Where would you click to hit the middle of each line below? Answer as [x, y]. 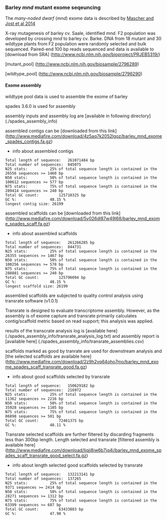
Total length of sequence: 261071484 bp [50, 160]
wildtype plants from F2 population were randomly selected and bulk [76, 44]
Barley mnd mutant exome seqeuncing [53, 7]
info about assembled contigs [43, 151]
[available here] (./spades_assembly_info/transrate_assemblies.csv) [75, 341]
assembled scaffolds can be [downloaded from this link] [63, 213]
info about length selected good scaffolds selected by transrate [78, 465]
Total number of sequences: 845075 [43, 164]
